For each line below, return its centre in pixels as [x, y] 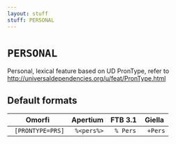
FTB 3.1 [124, 120]
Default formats [42, 101]
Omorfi [38, 120]
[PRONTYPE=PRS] [39, 131]
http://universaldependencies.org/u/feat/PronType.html [87, 79]
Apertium [88, 120]
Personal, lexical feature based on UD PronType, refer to [88, 71]
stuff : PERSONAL [31, 20]
